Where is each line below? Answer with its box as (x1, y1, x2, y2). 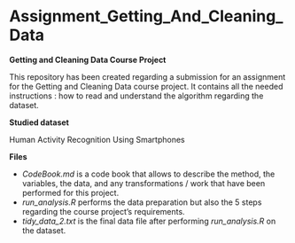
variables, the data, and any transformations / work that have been (21, 177, 266, 188)
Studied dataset (9, 117, 69, 128)
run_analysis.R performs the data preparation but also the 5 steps (21, 197, 262, 208)
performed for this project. (21, 187, 120, 198)
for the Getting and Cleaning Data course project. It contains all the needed (9, 81, 283, 91)
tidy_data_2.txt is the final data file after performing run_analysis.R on (21, 216, 276, 226)
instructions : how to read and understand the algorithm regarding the (9, 90, 264, 101)
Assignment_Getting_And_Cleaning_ (9, 6, 283, 27)
